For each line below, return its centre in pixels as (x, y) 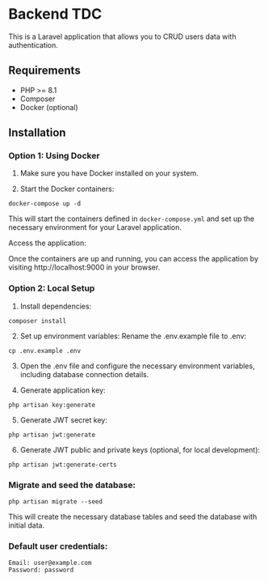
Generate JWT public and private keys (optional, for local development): (140, 449)
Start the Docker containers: (67, 189)
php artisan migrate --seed (56, 502)
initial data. (27, 525)
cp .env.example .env (45, 350)
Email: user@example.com (50, 563)
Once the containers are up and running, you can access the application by (133, 259)
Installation (37, 133)
